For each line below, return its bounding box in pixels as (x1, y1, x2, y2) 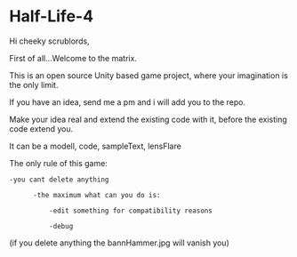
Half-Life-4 (9, 6, 94, 27)
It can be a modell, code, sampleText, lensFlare (9, 141, 182, 151)
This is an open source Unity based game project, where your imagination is (9, 69, 289, 81)
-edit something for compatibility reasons (48, 206, 213, 215)
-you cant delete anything (9, 175, 109, 184)
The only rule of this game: (9, 157, 108, 168)
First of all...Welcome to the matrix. (9, 52, 138, 63)
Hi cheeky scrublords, (9, 36, 91, 46)
